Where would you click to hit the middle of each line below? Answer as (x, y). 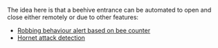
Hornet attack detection (51, 38)
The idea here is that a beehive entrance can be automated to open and (109, 10)
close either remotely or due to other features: (73, 17)
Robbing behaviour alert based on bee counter (84, 31)
